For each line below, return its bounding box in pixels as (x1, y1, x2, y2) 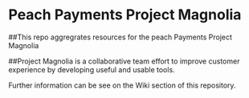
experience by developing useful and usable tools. (8, 64, 175, 74)
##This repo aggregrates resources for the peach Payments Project (8, 32, 233, 42)
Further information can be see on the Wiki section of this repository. (8, 80, 236, 90)
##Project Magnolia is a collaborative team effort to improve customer (8, 56, 240, 66)
